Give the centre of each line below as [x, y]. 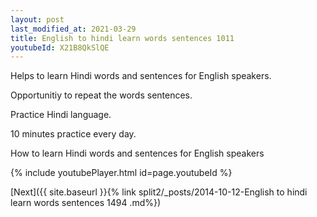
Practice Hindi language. [61, 115]
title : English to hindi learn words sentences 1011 [122, 38]
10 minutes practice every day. [73, 134]
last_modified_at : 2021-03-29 [73, 29]
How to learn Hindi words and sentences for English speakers [137, 153]
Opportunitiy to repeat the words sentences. [101, 95]
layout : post [37, 19]
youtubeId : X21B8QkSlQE [60, 47]
